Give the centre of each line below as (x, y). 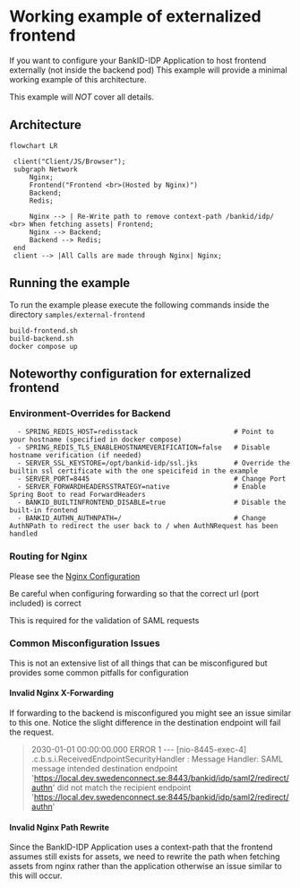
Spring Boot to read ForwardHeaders (77, 495)
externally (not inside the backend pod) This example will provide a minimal (149, 70)
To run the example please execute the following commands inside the (140, 305)
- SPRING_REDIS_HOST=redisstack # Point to (146, 432)
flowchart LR (34, 145)
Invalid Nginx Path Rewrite (60, 827)
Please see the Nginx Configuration (75, 576)
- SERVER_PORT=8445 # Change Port (152, 479)
